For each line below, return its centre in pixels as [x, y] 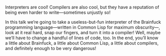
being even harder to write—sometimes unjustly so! [58, 12]
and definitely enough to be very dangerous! [51, 48]
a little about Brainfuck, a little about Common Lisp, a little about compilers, [82, 43]
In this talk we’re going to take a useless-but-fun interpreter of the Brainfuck [83, 22]
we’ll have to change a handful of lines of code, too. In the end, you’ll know [82, 38]
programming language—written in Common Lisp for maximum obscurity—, [83, 27]
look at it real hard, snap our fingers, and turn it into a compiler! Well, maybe [83, 32]
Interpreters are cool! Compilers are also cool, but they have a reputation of [82, 7]
